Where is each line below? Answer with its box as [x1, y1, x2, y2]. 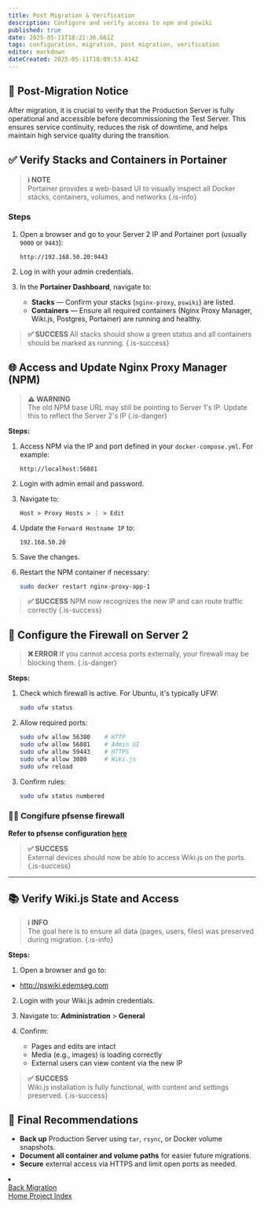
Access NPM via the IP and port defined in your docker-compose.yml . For [19, 441, 254, 451]
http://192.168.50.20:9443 [19, 253, 108, 260]
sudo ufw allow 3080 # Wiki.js [19, 755, 137, 763]
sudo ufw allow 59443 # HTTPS [19, 748, 130, 755]
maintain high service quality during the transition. [8, 131, 170, 140]
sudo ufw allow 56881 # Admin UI [19, 741, 140, 748]
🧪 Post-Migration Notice [8, 84, 129, 98]
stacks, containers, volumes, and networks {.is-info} [27, 192, 197, 201]
